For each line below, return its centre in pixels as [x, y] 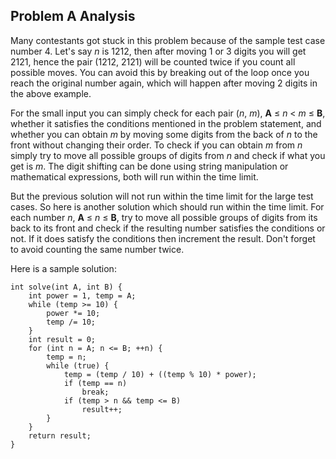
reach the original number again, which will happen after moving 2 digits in [164, 83]
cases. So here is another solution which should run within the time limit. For [167, 206]
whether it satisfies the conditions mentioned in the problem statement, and [166, 123]
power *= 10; [73, 313]
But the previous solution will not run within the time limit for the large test [162, 196]
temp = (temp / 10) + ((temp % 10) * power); [160, 374]
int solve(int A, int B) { [66, 287]
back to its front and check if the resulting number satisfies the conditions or [168, 228]
